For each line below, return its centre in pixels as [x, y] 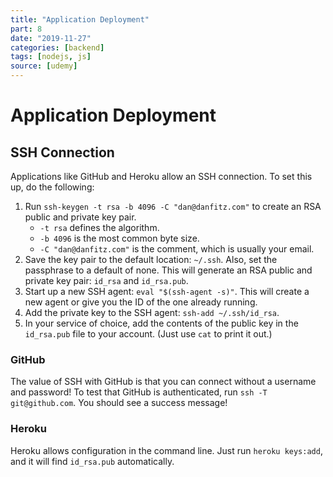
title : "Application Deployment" [80, 19]
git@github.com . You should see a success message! [119, 403]
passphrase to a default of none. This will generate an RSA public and [168, 270]
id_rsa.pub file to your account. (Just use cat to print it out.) [148, 334]
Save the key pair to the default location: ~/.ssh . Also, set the [151, 259]
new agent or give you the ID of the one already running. [141, 302]
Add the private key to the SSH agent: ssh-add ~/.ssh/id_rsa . [152, 312]
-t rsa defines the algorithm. [99, 227]
